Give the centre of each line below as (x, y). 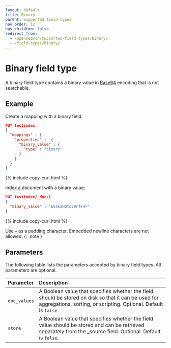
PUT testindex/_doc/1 (28, 197)
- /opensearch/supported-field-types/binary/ (59, 39)
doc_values (21, 301)
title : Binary (20, 15)
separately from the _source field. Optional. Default (100, 331)
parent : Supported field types (38, 19)
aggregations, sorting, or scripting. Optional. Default (101, 304)
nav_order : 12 (20, 24)
